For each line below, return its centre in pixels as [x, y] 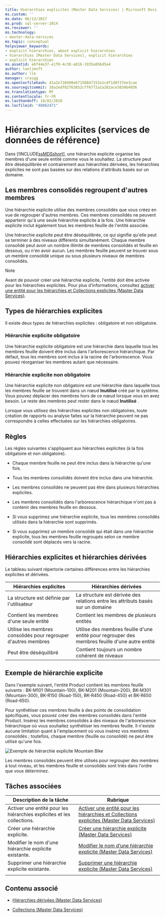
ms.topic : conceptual [27, 42]
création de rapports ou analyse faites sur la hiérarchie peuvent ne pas [77, 416]
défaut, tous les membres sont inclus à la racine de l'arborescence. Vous [79, 357]
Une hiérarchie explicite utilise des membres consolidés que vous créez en [81, 210]
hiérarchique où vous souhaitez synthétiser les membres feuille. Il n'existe [80, 725]
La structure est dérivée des [108, 595]
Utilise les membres [30, 629]
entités [84, 621]
